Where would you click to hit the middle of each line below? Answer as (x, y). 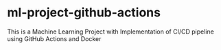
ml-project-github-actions (84, 13)
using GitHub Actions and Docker (54, 38)
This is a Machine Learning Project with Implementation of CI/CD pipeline (110, 32)
